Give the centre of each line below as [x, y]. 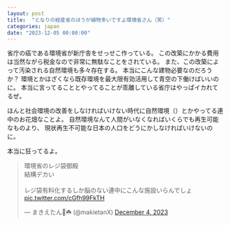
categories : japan [33, 26]
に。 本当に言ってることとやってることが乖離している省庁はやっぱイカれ [110, 87]
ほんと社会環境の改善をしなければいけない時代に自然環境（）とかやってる [112, 111]
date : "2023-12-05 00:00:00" [49, 33]
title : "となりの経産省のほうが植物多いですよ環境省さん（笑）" [89, 20]
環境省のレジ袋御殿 [51, 166]
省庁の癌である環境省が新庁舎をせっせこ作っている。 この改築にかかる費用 [113, 53]
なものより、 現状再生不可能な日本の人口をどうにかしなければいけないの [110, 128]
